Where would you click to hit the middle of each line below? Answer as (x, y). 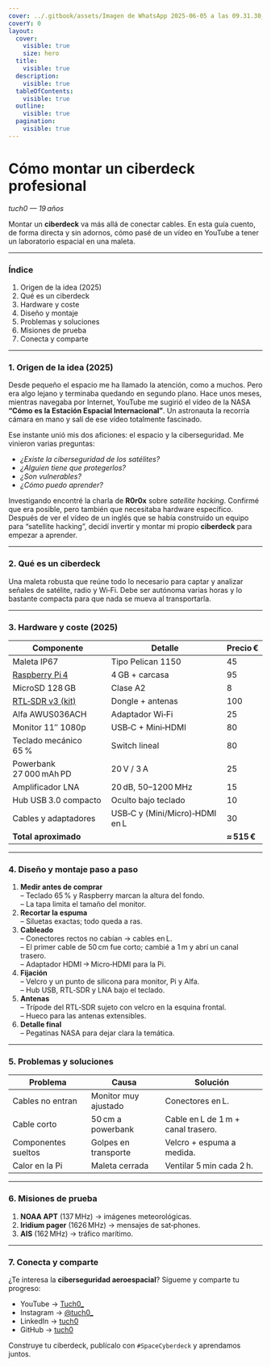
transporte (111, 1153)
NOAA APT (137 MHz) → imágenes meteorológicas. (106, 1216)
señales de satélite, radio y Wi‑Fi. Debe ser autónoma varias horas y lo (125, 590)
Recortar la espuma (54, 913)
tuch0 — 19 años (36, 208)
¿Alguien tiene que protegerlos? (73, 468)
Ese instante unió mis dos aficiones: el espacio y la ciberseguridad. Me (126, 435)
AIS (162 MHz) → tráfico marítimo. (77, 1234)
